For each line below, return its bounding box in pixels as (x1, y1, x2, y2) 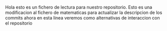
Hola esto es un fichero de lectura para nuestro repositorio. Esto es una (5, 4, 152, 10)
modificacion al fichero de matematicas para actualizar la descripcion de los (5, 9, 162, 15)
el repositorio (5, 20, 32, 26)
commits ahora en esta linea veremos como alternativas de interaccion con (5, 15, 160, 20)
